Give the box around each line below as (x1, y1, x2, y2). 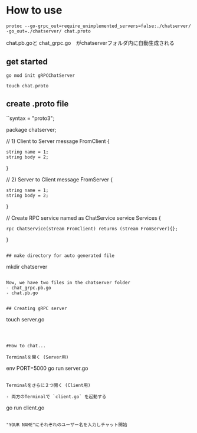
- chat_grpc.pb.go (6, 285, 51, 291)
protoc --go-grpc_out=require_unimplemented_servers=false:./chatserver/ (6, 23, 192, 29)
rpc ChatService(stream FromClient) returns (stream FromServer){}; (6, 226, 178, 232)
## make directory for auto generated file (6, 252, 115, 259)
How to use (6, 4, 63, 17)
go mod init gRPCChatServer (6, 72, 75, 79)
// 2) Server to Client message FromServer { (6, 175, 113, 183)
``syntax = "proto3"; (6, 115, 55, 122)
